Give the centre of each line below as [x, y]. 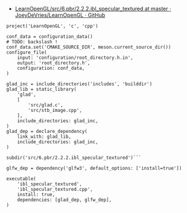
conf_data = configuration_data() [50, 37]
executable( [21, 179]
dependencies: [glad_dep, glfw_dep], [65, 200]
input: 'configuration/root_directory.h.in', [75, 58]
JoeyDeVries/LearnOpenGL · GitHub [60, 15]
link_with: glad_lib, [44, 137]
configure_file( [27, 52]
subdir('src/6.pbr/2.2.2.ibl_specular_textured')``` [74, 158]
